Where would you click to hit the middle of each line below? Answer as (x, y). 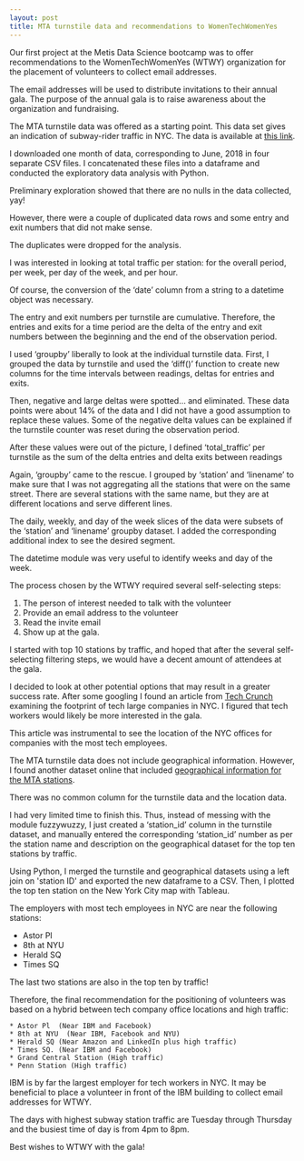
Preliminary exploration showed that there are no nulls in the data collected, (151, 190)
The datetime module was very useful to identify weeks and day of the (141, 558)
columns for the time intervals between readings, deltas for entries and (142, 373)
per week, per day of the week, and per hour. (94, 272)
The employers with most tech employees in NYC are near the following (143, 908)
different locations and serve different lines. (91, 503)
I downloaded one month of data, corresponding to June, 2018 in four (139, 153)
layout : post (34, 18)
